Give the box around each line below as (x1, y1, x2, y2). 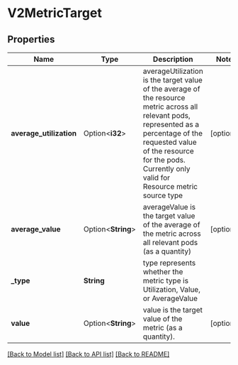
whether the (142, 267, 183, 276)
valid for (142, 173, 171, 182)
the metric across (142, 229, 201, 239)
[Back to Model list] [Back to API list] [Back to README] (7, 350, 170, 358)
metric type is (142, 276, 189, 285)
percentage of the (142, 129, 203, 138)
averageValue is (142, 202, 196, 212)
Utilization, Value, (142, 285, 200, 294)
